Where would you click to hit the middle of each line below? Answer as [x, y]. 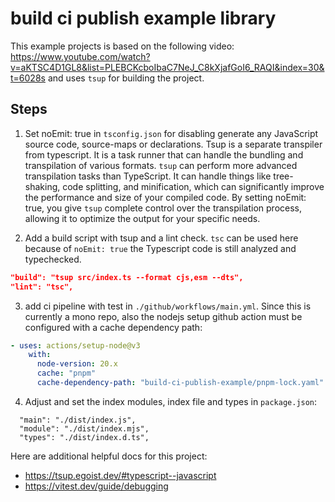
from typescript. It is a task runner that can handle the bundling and [164, 154]
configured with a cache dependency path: [113, 327]
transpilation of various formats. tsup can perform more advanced [161, 165]
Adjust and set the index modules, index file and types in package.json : [171, 401]
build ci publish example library [143, 18]
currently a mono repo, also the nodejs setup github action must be [163, 316]
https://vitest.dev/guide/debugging [96, 486]
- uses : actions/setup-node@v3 [75, 345]
